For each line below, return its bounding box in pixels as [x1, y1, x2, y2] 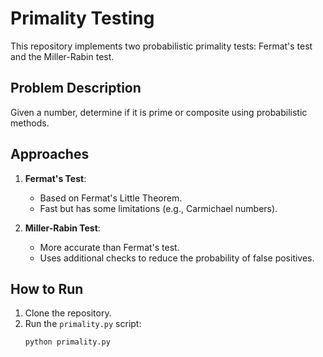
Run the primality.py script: [24, 318, 142, 330]
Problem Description [10, 80, 142, 97]
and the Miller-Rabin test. [10, 50, 115, 62]
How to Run [10, 280, 84, 297]
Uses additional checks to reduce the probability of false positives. [39, 252, 315, 264]
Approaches [10, 146, 90, 163]
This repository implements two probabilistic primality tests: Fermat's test [10, 40, 313, 52]
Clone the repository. [24, 307, 112, 319]
